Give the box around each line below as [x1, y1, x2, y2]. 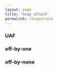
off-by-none [5, 59, 35, 66]
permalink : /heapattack [5, 16, 54, 21]
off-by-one [5, 46, 32, 52]
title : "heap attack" [5, 12, 49, 17]
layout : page [5, 7, 32, 12]
